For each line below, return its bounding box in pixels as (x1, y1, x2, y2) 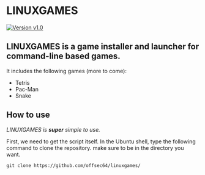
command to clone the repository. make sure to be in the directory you (6, 144, 184, 151)
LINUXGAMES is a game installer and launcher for (6, 41, 199, 52)
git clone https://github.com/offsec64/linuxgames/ (6, 162, 141, 168)
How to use (6, 110, 50, 120)
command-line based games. (6, 51, 121, 62)
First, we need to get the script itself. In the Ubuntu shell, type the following (6, 138, 196, 145)
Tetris (15, 79, 30, 86)
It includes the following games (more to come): (6, 67, 127, 74)
